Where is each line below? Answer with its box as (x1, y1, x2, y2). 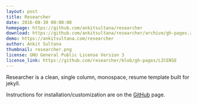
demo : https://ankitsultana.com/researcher (6, 36, 114, 41)
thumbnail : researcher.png (6, 47, 72, 53)
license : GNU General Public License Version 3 (6, 52, 125, 58)
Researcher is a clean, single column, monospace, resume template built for (6, 74, 189, 81)
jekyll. (6, 79, 21, 86)
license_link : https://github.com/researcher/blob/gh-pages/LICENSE (6, 57, 177, 63)
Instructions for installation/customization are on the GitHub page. (6, 91, 165, 98)
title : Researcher (6, 14, 51, 20)
